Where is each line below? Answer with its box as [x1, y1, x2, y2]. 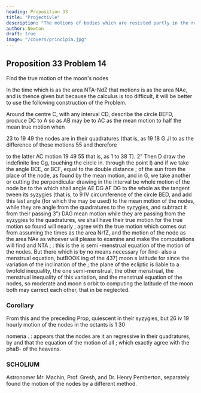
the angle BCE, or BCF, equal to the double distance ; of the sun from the [6, 165, 186, 172]
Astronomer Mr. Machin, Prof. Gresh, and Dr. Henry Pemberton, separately [6, 374, 190, 381]
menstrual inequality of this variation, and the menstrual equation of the [6, 273, 182, 281]
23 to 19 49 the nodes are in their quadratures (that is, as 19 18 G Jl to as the [6, 135, 194, 142]
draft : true [6, 31, 36, 37]
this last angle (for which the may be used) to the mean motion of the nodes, [6, 197, 195, 204]
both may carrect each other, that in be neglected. [6, 286, 130, 293]
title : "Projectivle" [6, 14, 60, 20]
